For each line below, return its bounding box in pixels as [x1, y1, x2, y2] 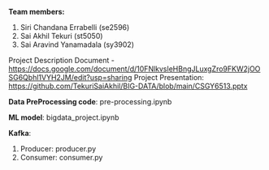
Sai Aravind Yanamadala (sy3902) [20, 40, 135, 49]
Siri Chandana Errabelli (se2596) [20, 23, 130, 32]
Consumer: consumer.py [20, 153, 103, 162]
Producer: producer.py [20, 144, 97, 153]
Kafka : [8, 129, 32, 138]
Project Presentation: [133, 73, 205, 82]
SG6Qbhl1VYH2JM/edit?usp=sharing [8, 73, 132, 82]
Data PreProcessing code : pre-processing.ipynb [8, 97, 172, 106]
